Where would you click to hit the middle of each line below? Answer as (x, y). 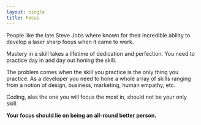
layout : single (26, 12)
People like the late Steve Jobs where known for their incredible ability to (98, 35)
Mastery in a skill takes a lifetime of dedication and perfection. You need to (100, 53)
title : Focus (23, 18)
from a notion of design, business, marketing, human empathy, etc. (91, 85)
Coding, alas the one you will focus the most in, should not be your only (97, 97)
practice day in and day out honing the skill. (61, 60)
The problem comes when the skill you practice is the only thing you (93, 72)
